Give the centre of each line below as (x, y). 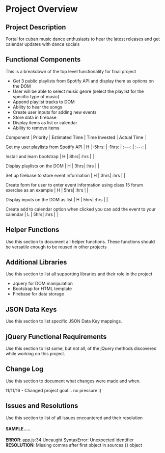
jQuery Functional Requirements (56, 336)
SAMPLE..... (18, 429)
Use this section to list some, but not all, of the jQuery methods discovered (81, 348)
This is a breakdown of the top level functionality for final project (71, 71)
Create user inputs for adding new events (55, 112)
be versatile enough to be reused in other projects (56, 247)
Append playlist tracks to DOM (44, 102)
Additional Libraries (36, 262)
